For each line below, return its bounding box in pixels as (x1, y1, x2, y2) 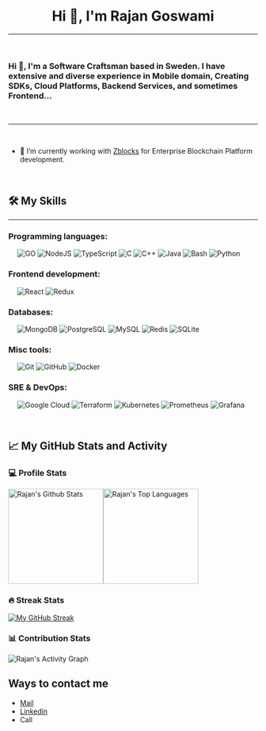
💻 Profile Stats (8, 467, 67, 478)
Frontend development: (8, 268, 101, 280)
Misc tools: (8, 344, 52, 355)
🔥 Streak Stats (8, 595, 65, 606)
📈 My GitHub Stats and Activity (8, 439, 168, 452)
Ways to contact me (8, 677, 109, 691)
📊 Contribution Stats (8, 633, 91, 644)
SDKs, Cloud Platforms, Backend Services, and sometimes (8, 80, 238, 91)
